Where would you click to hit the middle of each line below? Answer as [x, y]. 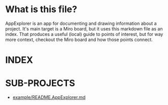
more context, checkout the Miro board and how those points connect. [79, 40]
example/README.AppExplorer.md [49, 97]
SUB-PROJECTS [40, 83]
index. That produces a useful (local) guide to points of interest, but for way [84, 34]
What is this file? [41, 9]
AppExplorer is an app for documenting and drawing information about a [81, 23]
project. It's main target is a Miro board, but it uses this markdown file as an [84, 28]
